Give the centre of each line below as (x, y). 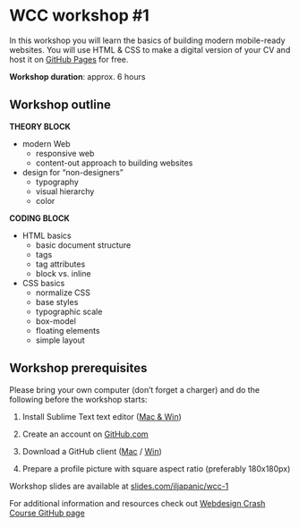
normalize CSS (63, 293)
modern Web (46, 143)
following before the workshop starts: (78, 399)
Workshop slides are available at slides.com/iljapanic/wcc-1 (119, 486)
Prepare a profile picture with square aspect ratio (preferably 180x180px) (156, 468)
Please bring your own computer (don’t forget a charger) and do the (135, 389)
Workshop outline (60, 105)
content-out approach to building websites (114, 163)
